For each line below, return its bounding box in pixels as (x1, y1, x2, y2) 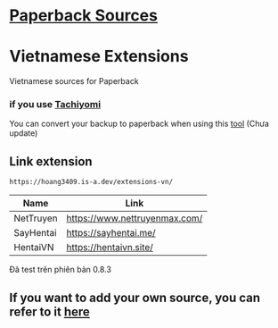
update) (9, 128, 38, 139)
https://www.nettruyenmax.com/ (66, 212, 203, 224)
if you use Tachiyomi (9, 98, 101, 111)
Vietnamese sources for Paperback (9, 76, 140, 87)
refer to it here (9, 304, 91, 319)
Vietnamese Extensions (9, 46, 189, 67)
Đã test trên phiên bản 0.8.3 (9, 265, 111, 275)
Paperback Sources (9, 5, 159, 26)
